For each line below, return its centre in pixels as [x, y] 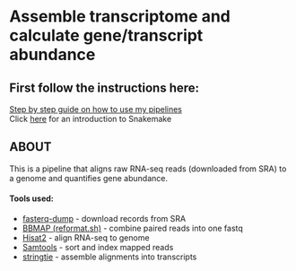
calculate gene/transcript [106, 35]
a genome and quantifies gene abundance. [89, 178]
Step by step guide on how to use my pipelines [96, 109]
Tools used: [31, 198]
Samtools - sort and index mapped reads [98, 248]
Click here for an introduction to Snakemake [91, 119]
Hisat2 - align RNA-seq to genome [86, 238]
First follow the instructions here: [104, 87]
